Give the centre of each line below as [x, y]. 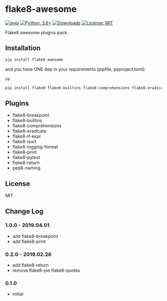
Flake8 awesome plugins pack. [37, 32]
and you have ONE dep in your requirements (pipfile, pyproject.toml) [75, 69]
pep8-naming [26, 168]
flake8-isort [24, 142]
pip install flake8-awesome [34, 60]
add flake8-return [30, 265]
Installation [23, 48]
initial [18, 294]
